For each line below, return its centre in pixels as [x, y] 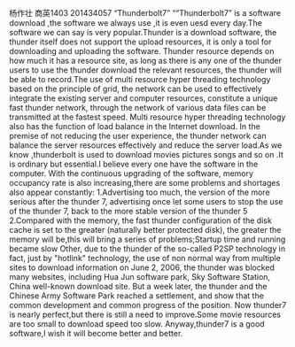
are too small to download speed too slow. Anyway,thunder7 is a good [137, 324]
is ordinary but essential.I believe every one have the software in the [134, 164]
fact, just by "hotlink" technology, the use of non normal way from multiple [145, 258]
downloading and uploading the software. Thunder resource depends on [142, 51]
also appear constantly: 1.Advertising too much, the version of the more [140, 192]
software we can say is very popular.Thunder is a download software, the [143, 32]
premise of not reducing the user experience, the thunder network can [138, 136]
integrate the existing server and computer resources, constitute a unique [144, 98]
